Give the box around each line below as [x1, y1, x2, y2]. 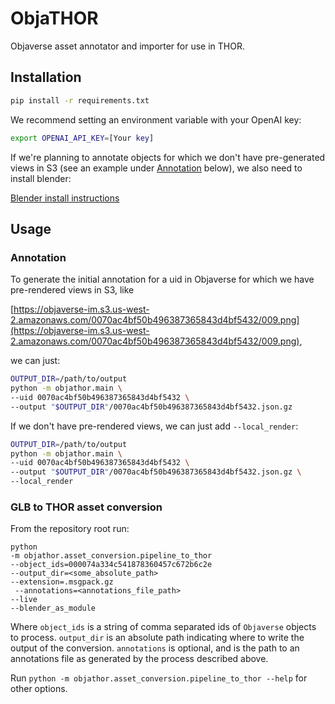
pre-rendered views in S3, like [10, 284, 135, 296]
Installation [10, 69, 82, 86]
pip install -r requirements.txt [10, 95, 150, 106]
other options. [10, 683, 68, 695]
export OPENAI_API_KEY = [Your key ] [10, 133, 155, 143]
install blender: [10, 172, 72, 184]
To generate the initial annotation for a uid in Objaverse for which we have [10, 273, 315, 286]
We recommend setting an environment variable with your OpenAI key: [10, 113, 302, 126]
